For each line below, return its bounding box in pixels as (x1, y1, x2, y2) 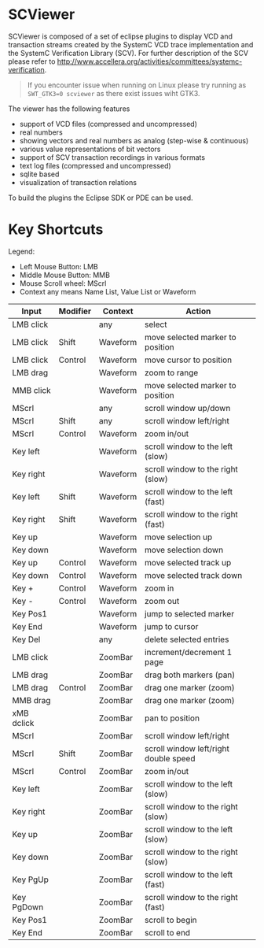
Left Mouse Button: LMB (19, 261, 98, 271)
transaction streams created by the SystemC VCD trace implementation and (8, 39, 254, 49)
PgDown (12, 902, 44, 913)
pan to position (144, 713, 200, 724)
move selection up (144, 531, 213, 543)
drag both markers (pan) (144, 669, 236, 680)
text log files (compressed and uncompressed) (19, 161, 171, 170)
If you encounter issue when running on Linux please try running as (27, 80, 247, 90)
